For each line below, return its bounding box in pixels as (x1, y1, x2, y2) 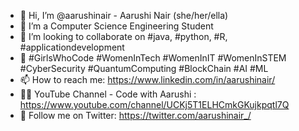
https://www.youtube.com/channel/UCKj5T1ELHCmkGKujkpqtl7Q (19, 99, 290, 110)
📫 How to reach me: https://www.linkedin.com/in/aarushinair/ (19, 74, 276, 85)
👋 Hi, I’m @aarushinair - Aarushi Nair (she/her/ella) (19, 10, 229, 21)
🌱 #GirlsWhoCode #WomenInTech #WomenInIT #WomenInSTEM (19, 52, 287, 64)
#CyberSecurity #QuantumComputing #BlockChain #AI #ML (19, 63, 269, 74)
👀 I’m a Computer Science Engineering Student (19, 20, 214, 32)
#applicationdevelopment (19, 41, 125, 53)
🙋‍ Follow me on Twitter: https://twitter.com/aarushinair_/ (19, 110, 252, 121)
